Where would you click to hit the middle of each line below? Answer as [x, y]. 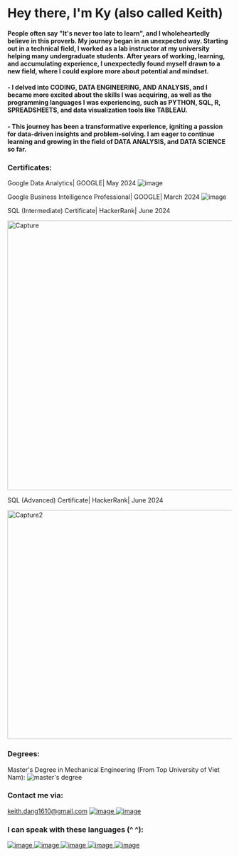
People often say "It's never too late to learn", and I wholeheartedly [108, 33]
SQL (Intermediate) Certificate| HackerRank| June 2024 [89, 211]
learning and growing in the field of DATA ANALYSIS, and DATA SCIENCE [117, 141]
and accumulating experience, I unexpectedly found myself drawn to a [114, 63]
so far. [17, 149]
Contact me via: [36, 795]
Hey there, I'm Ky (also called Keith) [115, 13]
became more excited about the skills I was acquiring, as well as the [110, 95]
